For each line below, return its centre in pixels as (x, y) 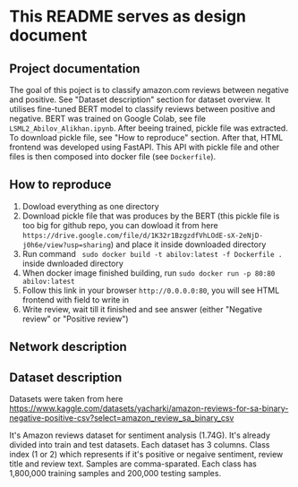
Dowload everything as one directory (90, 206)
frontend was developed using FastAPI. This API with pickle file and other (145, 147)
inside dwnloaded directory (72, 263)
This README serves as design (128, 17)
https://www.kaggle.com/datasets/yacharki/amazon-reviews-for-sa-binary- (149, 408)
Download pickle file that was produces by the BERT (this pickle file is (151, 216)
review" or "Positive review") (75, 319)
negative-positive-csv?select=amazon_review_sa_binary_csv (122, 418)
